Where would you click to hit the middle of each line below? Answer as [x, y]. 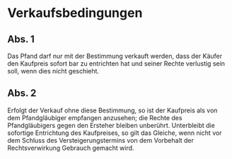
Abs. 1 [21, 39]
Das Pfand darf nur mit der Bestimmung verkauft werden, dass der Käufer [115, 56]
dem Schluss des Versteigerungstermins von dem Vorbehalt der [101, 140]
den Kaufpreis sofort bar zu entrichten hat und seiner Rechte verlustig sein [116, 64]
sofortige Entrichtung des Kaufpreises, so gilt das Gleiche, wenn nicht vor [115, 133]
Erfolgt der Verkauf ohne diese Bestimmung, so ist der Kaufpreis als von [112, 110]
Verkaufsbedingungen [75, 13]
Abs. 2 [22, 93]
